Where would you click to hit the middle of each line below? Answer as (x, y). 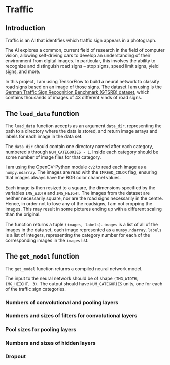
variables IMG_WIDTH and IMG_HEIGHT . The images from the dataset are (78, 193)
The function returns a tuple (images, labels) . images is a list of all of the (82, 224)
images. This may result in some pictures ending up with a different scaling (84, 209)
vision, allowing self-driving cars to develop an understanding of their (78, 55)
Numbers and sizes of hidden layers (50, 343)
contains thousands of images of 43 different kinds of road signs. (74, 98)
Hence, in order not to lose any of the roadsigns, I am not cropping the (79, 203)
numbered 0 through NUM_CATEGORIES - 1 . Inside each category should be (82, 152)
